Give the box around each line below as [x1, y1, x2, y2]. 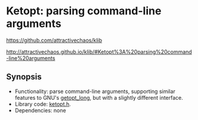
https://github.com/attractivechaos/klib [6, 36, 103, 44]
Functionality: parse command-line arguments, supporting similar [14, 88, 176, 95]
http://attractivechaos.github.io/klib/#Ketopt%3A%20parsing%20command [6, 48, 192, 55]
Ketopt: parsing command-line [6, 4, 162, 18]
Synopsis [6, 72, 42, 82]
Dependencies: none [14, 106, 67, 114]
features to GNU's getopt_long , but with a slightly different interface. [14, 94, 184, 101]
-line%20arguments [6, 54, 55, 61]
